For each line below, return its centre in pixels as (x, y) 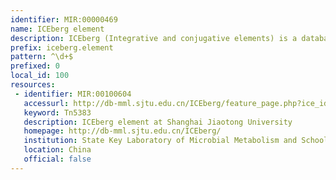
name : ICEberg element (57, 29)
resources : (33, 85)
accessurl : (46, 103)
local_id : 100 (40, 76)
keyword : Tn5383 (57, 112)
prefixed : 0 (35, 66)
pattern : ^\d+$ (42, 57)
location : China (57, 150)
